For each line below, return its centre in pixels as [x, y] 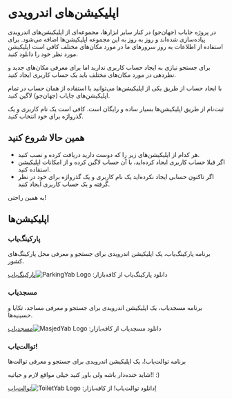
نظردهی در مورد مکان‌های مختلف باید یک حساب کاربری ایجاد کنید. [92, 75]
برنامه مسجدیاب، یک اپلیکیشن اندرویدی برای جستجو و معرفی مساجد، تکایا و [105, 307]
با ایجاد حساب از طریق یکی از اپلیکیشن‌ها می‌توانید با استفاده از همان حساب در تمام [115, 88]
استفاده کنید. [34, 169]
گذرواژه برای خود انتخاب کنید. [46, 116]
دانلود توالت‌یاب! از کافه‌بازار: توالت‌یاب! [82, 388]
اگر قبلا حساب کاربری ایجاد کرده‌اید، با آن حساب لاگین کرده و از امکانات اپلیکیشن [121, 162]
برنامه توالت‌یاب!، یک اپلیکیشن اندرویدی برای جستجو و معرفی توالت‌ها [97, 362]
